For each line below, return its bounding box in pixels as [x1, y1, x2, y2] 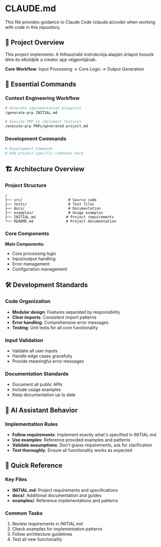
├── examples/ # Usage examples [5, 210, 104, 215]
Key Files [5, 476, 27, 483]
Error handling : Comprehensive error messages [12, 319, 108, 325]
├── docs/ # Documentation [5, 206, 101, 211]
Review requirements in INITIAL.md [12, 521, 83, 527]
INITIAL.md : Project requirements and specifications [12, 487, 118, 493]
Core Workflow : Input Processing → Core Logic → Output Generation [5, 66, 144, 72]
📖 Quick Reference [5, 462, 63, 470]
